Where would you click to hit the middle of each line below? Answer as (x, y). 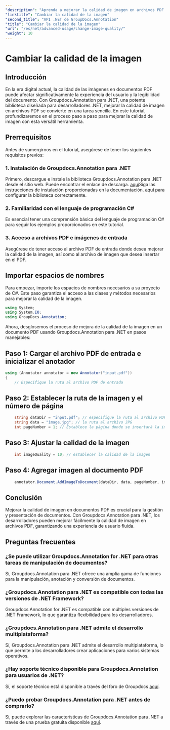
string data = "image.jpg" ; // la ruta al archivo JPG (73, 422)
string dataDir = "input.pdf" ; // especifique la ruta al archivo (86, 418)
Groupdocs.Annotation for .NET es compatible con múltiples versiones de (82, 610)
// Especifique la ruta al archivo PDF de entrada (69, 382)
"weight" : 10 (19, 33)
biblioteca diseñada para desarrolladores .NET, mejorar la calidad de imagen (85, 105)
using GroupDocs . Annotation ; (36, 317)
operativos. (17, 656)
